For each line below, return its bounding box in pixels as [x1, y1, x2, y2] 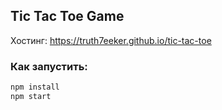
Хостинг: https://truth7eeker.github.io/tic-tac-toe [10, 34, 212, 46]
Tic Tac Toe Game [10, 8, 125, 25]
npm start [10, 91, 52, 101]
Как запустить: [10, 59, 88, 73]
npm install [10, 82, 60, 93]
